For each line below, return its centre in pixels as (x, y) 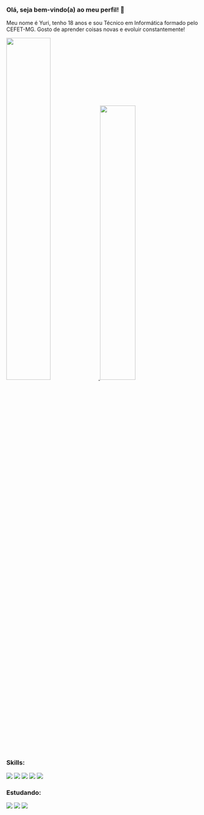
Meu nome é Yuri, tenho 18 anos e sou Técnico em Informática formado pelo (102, 23)
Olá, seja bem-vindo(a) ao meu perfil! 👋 (65, 10)
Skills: (16, 763)
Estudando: (24, 792)
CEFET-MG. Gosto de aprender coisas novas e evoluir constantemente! (96, 29)
